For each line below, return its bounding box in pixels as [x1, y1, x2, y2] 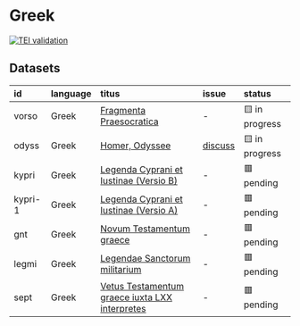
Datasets [9, 61, 61, 76]
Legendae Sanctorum [100, 252, 191, 264]
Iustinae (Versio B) [100, 175, 179, 188]
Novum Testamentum [100, 222, 190, 235]
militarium [100, 263, 142, 276]
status [243, 87, 271, 99]
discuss [202, 139, 235, 152]
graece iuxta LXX [100, 291, 172, 304]
